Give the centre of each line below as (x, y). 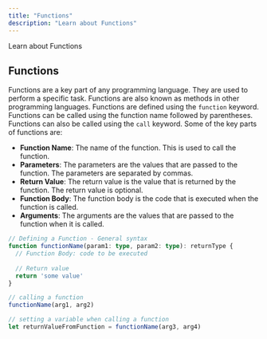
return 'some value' (49, 276)
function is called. (49, 207)
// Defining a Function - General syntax (78, 239)
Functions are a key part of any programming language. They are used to (128, 90)
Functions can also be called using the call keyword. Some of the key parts (133, 124)
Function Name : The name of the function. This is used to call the (128, 148)
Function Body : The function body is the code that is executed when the (139, 199)
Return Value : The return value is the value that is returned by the (128, 182)
